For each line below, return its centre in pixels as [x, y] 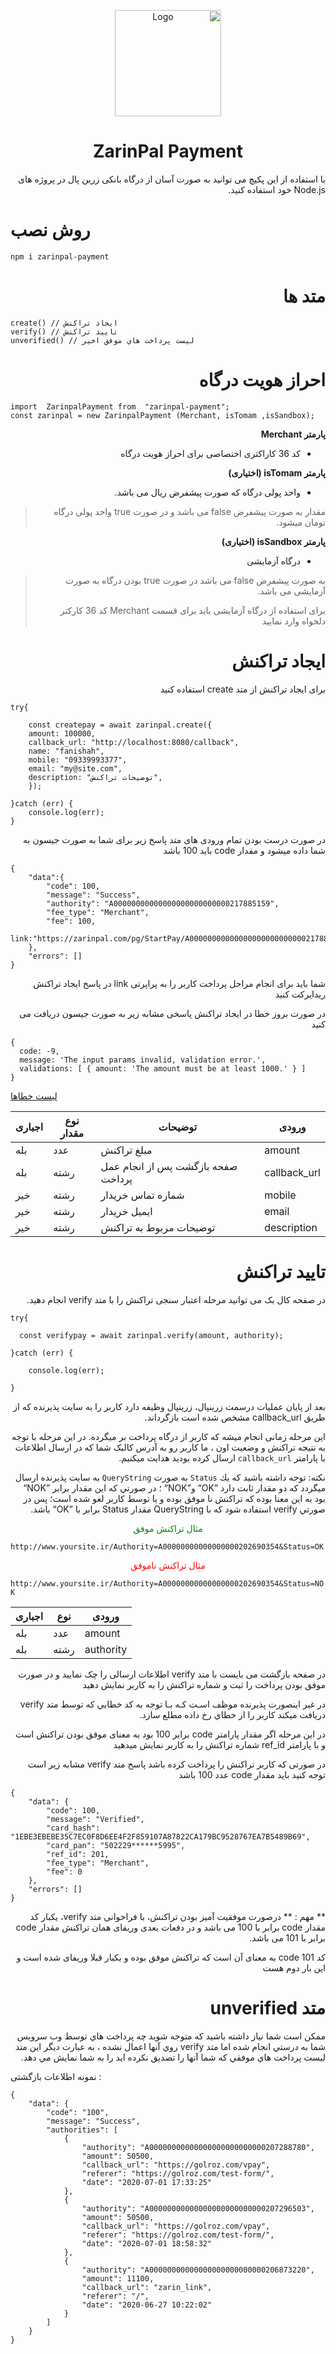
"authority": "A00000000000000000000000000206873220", [198, 2270]
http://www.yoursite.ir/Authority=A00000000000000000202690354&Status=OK [167, 1546]
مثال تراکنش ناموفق [168, 1565]
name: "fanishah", [66, 751]
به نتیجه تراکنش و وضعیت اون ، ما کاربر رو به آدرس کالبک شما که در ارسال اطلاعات [170, 1447]
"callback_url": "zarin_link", [147, 2287]
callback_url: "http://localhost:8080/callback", [134, 742]
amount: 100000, [62, 733]
